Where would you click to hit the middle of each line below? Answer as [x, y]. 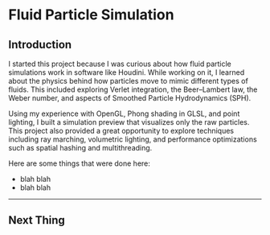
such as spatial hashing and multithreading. [80, 148]
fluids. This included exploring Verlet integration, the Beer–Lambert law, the [133, 89]
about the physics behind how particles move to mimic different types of [129, 81]
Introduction [40, 45]
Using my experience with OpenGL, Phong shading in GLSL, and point [124, 113]
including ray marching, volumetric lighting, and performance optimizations [133, 139]
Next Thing [37, 220]
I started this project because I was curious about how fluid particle [120, 64]
